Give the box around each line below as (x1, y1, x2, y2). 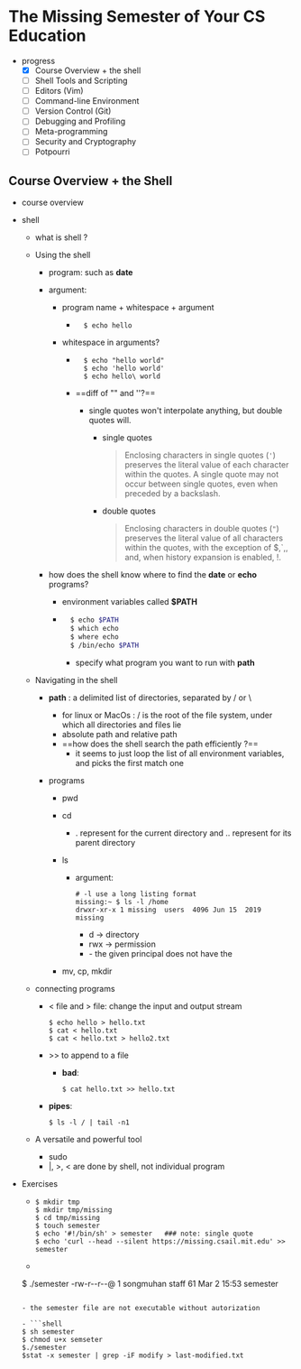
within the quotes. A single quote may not (124, 469, 279, 480)
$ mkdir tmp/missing (34, 1205, 113, 1215)
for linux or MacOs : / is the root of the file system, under (61, 709, 273, 720)
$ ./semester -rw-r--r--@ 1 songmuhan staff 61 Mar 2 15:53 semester (21, 1278, 278, 1289)
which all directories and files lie (61, 719, 182, 730)
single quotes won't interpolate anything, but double (88, 405, 283, 416)
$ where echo (69, 633, 119, 642)
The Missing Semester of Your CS (8, 6, 266, 27)
